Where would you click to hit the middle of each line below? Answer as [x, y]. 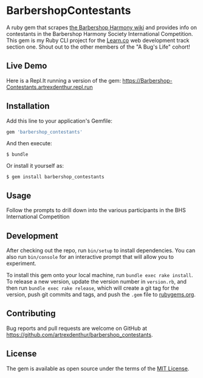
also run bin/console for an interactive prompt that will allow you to [90, 257]
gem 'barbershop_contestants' [45, 132]
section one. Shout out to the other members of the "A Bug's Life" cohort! [98, 47]
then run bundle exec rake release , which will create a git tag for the [93, 288]
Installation [28, 106]
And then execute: [29, 143]
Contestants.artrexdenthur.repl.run [50, 87]
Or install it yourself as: [35, 166]
